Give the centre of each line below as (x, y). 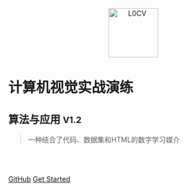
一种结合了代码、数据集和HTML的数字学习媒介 (104, 140)
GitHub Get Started (39, 179)
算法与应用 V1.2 (45, 119)
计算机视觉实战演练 (71, 88)
